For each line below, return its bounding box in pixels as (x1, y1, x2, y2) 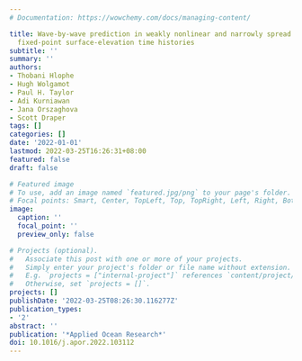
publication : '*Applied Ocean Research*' (9, 329, 167, 338)
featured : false (9, 155, 70, 164)
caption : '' (17, 213, 63, 222)
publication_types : (9, 304, 83, 313)
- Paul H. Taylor (9, 87, 75, 97)
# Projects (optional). (9, 246, 99, 255)
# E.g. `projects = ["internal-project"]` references (9, 271, 223, 280)
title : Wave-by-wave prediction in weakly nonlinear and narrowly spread (9, 29, 292, 39)
